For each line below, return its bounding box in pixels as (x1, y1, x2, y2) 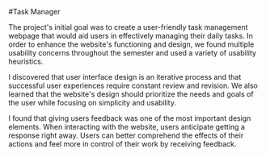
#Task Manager (8, 7, 61, 16)
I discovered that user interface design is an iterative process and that (8, 72, 242, 81)
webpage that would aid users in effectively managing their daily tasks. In (8, 31, 253, 40)
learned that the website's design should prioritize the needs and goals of (8, 89, 254, 99)
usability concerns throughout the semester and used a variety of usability (8, 48, 257, 57)
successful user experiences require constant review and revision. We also (8, 81, 259, 90)
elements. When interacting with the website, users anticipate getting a (8, 122, 245, 131)
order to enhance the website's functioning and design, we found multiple (8, 39, 255, 49)
